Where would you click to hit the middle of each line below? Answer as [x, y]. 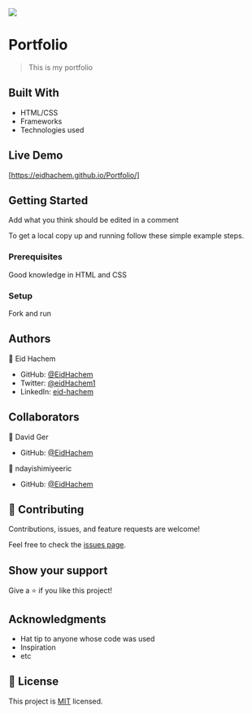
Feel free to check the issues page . [67, 545]
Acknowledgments [58, 619]
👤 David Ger [28, 437]
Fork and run [30, 313]
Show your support [58, 570]
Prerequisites [35, 257]
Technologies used [52, 129]
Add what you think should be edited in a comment [93, 220]
